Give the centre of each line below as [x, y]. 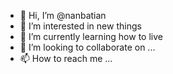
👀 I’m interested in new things [80, 26]
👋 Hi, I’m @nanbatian [63, 15]
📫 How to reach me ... [66, 58]
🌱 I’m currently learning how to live [91, 36]
